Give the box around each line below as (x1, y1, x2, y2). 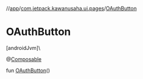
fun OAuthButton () (6, 67, 51, 74)
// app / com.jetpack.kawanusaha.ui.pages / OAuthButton (6, 5, 137, 12)
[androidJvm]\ (6, 44, 41, 51)
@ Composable (6, 55, 42, 63)
